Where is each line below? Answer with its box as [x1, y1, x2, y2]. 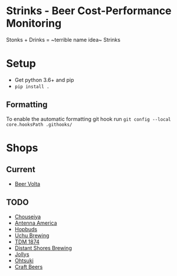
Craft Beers [14, 263, 43, 270]
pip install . [14, 84, 50, 90]
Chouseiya [14, 213, 41, 220]
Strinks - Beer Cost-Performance [6, 4, 172, 18]
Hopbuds [14, 225, 37, 232]
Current [6, 165, 35, 175]
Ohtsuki [14, 257, 34, 264]
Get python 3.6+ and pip [14, 76, 74, 83]
